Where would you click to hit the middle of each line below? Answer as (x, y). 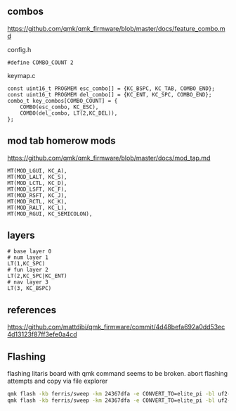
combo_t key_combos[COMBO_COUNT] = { (63, 101)
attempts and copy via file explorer (58, 381)
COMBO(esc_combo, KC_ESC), (59, 107)
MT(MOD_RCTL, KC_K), (38, 201)
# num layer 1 (28, 258)
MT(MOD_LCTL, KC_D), (38, 183)
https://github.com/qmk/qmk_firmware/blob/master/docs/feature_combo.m (116, 28)
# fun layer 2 (28, 270)
